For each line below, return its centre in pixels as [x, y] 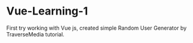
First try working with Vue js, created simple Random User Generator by [96, 28]
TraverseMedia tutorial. [36, 34]
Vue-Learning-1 [47, 11]
